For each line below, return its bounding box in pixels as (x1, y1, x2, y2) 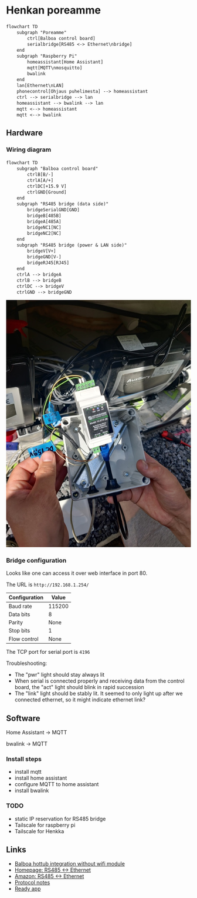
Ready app (14, 885, 41, 892)
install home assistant (14, 774, 67, 781)
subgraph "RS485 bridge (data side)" (16, 201, 109, 207)
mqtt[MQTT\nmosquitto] (27, 65, 83, 71)
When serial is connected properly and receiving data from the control (14, 677, 185, 684)
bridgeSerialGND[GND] (27, 207, 80, 212)
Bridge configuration (6, 556, 67, 564)
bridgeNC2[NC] (27, 230, 62, 236)
